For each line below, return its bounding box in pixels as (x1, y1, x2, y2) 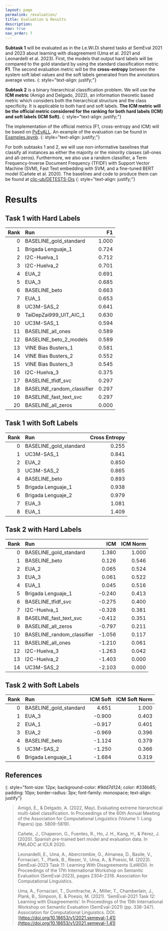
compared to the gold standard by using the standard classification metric (5, 61, 159, 67)
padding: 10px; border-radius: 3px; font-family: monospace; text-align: (5, 789, 151, 796)
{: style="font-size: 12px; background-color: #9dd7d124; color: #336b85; (5, 784, 157, 790)
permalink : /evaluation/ (5, 12, 57, 17)
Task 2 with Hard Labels (5, 525, 82, 534)
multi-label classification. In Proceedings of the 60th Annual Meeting (17, 810, 160, 816)
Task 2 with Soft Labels (5, 681, 79, 690)
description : (5, 21, 33, 27)
